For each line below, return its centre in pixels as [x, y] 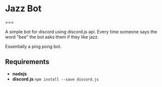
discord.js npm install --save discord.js [56, 79]
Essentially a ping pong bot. [33, 46]
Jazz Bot [23, 9]
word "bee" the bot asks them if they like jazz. [52, 37]
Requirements [27, 62]
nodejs [20, 74]
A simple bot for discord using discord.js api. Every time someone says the [81, 31]
